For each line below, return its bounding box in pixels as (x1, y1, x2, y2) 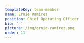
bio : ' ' (5, 21, 23, 26)
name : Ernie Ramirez (5, 12, 48, 17)
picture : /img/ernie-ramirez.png (5, 26, 75, 31)
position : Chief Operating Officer (5, 16, 79, 21)
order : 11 (5, 30, 26, 35)
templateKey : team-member (5, 7, 59, 12)
